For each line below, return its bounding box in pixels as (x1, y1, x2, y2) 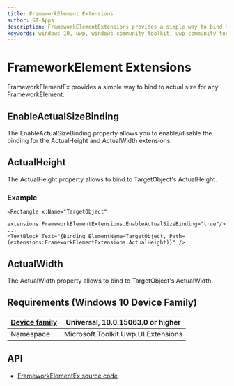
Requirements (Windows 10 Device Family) (7, 297, 197, 309)
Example (7, 193, 38, 202)
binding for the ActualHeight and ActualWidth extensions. (7, 137, 173, 144)
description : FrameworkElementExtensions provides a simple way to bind (7, 23, 223, 30)
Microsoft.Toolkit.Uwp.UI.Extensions (63, 329, 183, 339)
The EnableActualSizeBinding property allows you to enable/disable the (7, 129, 212, 137)
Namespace (10, 329, 51, 339)
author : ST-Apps (7, 17, 54, 24)
